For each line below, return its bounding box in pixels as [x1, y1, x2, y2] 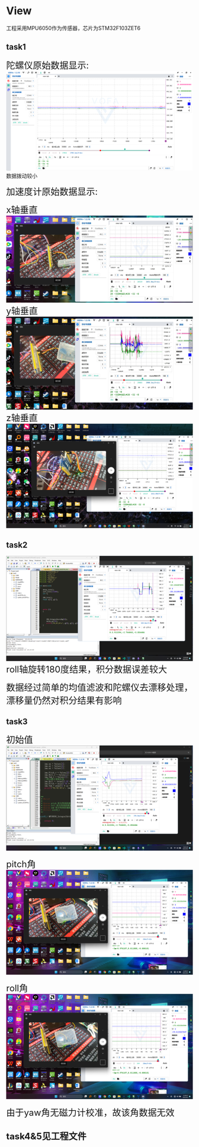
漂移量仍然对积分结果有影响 [6, 694, 122, 706]
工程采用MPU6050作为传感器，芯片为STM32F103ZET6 [6, 24, 141, 31]
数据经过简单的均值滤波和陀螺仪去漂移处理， [6, 681, 193, 693]
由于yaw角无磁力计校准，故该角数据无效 [6, 1107, 175, 1118]
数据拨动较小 [6, 172, 37, 179]
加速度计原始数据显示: [6, 185, 98, 197]
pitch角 [6, 858, 37, 870]
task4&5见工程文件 [6, 1130, 87, 1142]
